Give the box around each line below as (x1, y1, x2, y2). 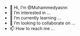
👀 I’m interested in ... (9, 10, 51, 16)
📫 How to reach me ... (9, 26, 55, 31)
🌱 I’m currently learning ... (9, 15, 62, 20)
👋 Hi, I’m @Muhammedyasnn (9, 5, 68, 10)
